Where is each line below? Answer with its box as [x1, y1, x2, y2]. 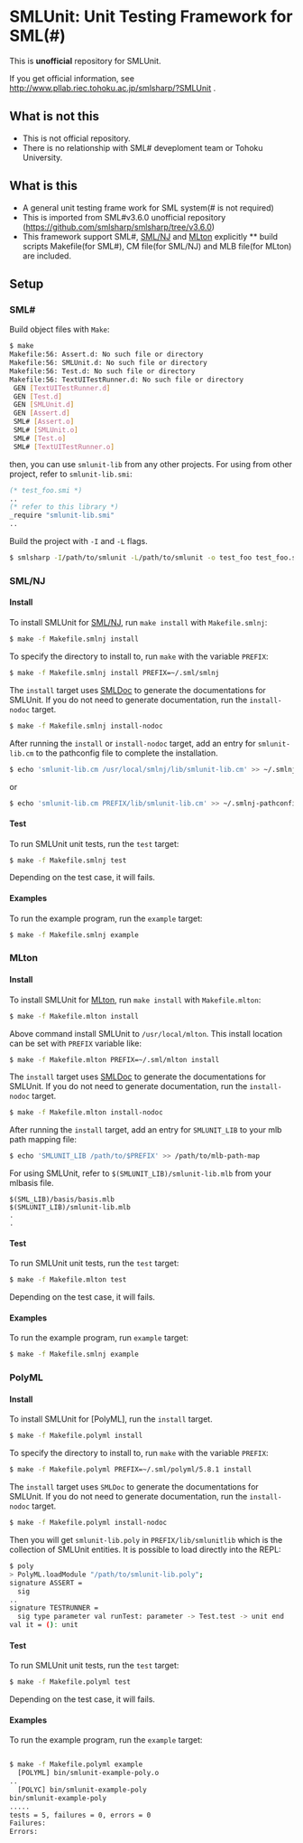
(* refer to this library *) [9, 503, 119, 512]
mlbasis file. [9, 1178, 54, 1189]
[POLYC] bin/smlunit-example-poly [17, 1785, 147, 1794]
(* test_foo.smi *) [9, 485, 83, 494]
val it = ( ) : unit [9, 1621, 78, 1630]
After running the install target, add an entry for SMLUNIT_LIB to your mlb [9, 1124, 282, 1135]
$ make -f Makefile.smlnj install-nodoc [9, 721, 164, 730]
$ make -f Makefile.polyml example [9, 1760, 143, 1769]
